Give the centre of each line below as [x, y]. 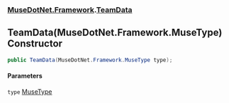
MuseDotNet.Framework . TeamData [70, 10]
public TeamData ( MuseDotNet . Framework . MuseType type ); [90, 60]
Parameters [25, 76]
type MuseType [30, 91]
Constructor [35, 44]
